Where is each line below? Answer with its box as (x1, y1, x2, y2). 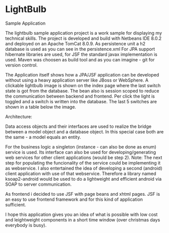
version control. (5, 62, 38, 68)
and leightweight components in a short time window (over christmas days (5, 216, 160, 222)
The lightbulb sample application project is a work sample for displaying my (5, 30, 162, 36)
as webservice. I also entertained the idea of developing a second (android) (5, 165, 162, 171)
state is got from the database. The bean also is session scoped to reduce (5, 88, 159, 94)
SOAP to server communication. (5, 181, 72, 187)
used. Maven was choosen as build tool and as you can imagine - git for (5, 56, 155, 62)
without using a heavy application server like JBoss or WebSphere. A (5, 77, 149, 83)
